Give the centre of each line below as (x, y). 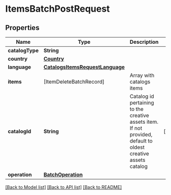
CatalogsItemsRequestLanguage (84, 67)
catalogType (23, 50)
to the (137, 109)
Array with (142, 75)
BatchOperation (63, 175)
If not (136, 128)
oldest (137, 147)
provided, (141, 134)
